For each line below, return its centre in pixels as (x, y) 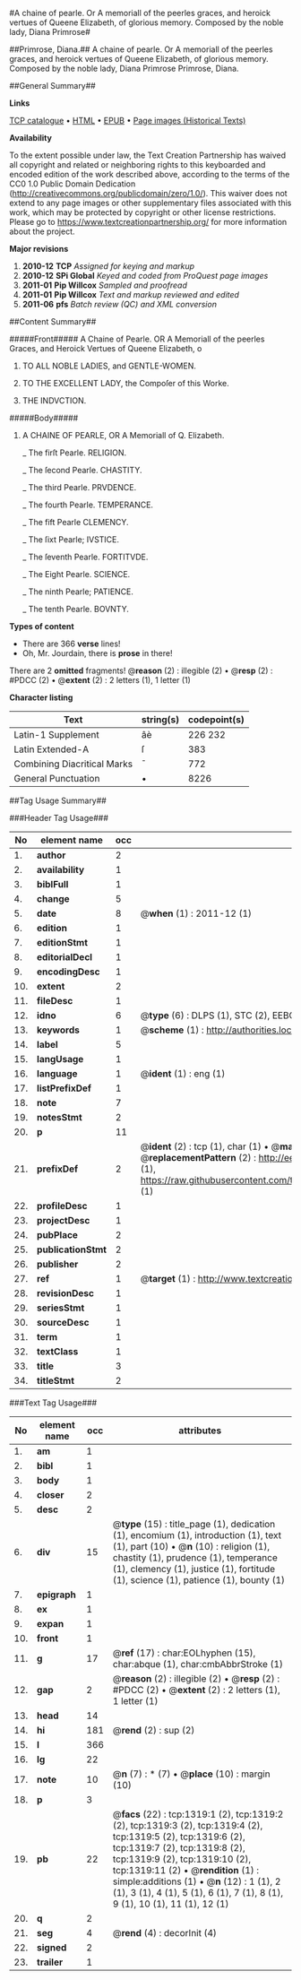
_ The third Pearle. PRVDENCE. (79, 487)
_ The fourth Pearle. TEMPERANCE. (88, 505)
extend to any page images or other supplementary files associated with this (150, 203)
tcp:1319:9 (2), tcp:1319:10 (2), (182, 1859)
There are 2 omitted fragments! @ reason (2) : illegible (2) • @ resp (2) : (141, 670)
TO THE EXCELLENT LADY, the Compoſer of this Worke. (126, 383)
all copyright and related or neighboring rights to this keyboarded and (138, 164)
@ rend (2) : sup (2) (154, 1730)
